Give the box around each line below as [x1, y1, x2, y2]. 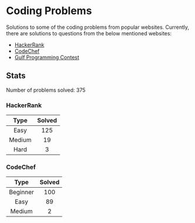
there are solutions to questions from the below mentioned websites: [6, 29, 172, 36]
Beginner [9, 188, 34, 197]
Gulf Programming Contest [14, 54, 80, 61]
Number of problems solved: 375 [6, 86, 86, 94]
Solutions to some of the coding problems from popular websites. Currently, [6, 24, 189, 31]
